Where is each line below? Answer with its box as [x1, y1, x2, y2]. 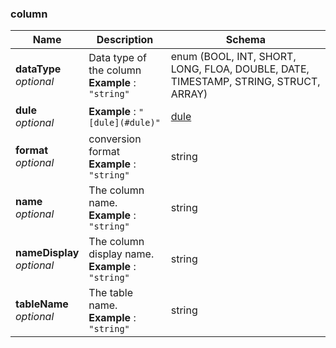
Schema [225, 33, 267, 47]
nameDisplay [15, 246, 80, 260]
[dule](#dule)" [88, 117, 161, 129]
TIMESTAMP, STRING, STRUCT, [170, 75, 321, 89]
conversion [88, 132, 142, 146]
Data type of [88, 51, 147, 65]
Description [96, 33, 154, 47]
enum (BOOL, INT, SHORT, [170, 50, 297, 64]
